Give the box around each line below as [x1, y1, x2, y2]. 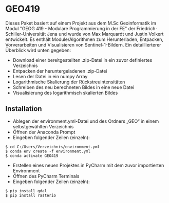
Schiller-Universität [5, 31, 46, 37]
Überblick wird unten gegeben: [5, 47, 71, 53]
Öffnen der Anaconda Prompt [12, 129, 76, 135]
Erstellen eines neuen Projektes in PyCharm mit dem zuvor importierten [12, 162, 164, 168]
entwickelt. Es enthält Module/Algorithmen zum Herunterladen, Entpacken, [5, 36, 163, 42]
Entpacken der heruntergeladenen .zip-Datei [12, 67, 107, 74]
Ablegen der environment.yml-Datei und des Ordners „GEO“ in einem [12, 118, 159, 124]
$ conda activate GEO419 [5, 153, 59, 159]
